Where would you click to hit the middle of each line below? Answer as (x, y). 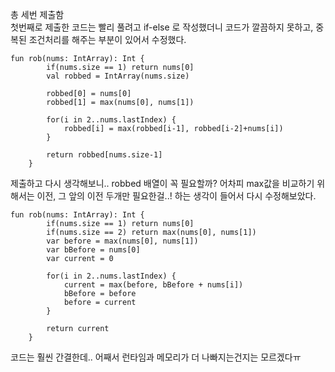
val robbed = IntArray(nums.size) (118, 76)
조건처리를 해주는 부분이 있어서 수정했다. (107, 39)
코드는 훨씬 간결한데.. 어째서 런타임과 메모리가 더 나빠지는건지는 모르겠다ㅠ (156, 357)
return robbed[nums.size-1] (104, 155)
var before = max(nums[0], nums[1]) (122, 241)
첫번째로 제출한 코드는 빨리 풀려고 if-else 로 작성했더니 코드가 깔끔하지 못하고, (162, 27)
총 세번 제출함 (37, 14)
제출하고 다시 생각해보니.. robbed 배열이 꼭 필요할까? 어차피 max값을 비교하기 (162, 183)
